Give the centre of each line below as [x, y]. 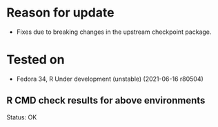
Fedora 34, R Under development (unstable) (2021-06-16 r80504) [110, 79]
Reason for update [60, 13]
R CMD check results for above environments [106, 100]
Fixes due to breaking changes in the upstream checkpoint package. [114, 32]
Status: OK [22, 117]
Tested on [36, 60]
